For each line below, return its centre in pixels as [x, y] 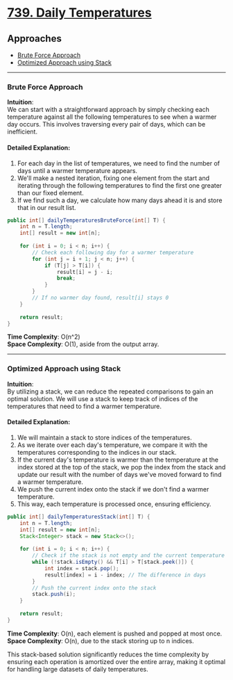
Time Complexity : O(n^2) [44, 337]
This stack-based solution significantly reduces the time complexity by [108, 654]
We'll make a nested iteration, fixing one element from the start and [113, 178]
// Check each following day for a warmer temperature [113, 252]
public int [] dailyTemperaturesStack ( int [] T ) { [79, 517]
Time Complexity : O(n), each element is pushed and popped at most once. [115, 633]
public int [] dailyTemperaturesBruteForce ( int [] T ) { [87, 220]
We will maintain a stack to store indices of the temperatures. [104, 437]
